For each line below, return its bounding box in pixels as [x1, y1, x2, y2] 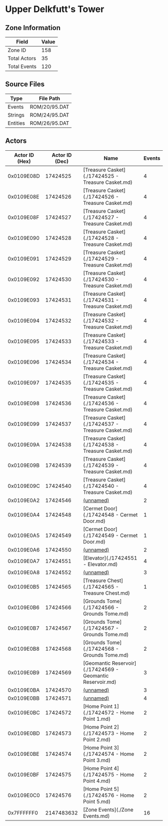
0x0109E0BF [7, 771, 39, 778]
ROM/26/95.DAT [29, 119, 69, 126]
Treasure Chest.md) [83, 590, 130, 597]
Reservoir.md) [83, 678, 116, 685]
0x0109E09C [7, 482, 40, 489]
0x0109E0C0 [7, 791, 40, 798]
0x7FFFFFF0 [7, 809, 38, 816]
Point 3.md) [83, 756, 111, 763]
